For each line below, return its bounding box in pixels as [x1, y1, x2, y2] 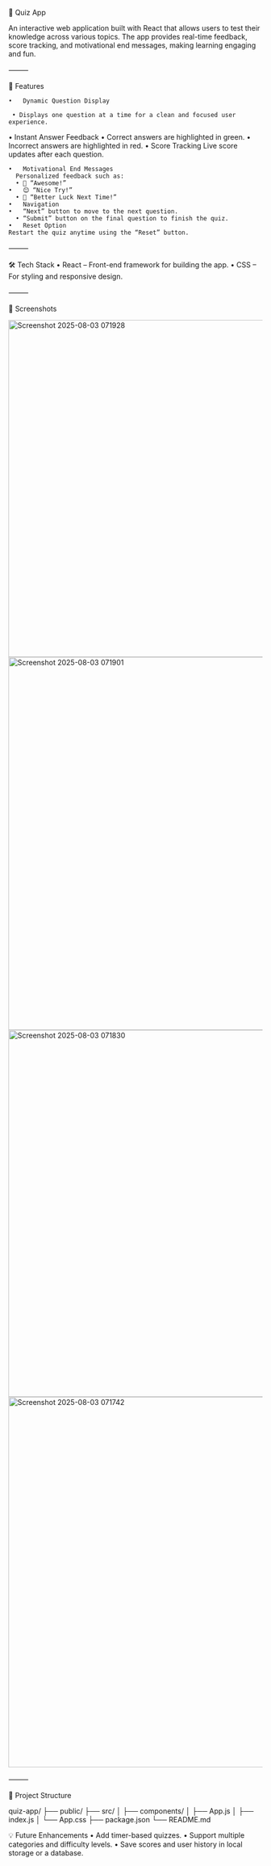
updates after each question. [8, 149, 105, 159]
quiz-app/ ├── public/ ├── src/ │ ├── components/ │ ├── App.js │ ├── [8, 1806, 254, 1816]
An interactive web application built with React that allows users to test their [8, 23, 261, 32]
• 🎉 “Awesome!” [15, 179, 67, 187]
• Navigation [8, 200, 60, 208]
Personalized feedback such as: [15, 172, 125, 180]
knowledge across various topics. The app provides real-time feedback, [8, 32, 248, 41]
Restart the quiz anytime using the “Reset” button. [8, 229, 190, 237]
